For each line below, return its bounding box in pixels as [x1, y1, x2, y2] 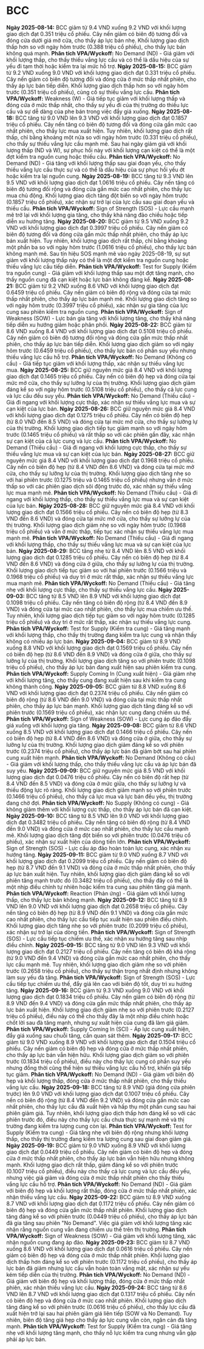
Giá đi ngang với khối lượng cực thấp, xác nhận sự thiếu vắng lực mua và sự [6, 398, 196, 406]
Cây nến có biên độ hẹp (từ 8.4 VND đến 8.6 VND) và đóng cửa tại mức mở [6, 463, 194, 470]
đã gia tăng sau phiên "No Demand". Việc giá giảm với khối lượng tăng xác [6, 1219, 192, 1226]
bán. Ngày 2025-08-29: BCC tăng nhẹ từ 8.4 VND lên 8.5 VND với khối [6, 547, 186, 554]
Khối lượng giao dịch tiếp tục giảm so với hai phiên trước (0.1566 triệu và [6, 566, 187, 574]
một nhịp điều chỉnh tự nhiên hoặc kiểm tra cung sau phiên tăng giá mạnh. [6, 883, 192, 890]
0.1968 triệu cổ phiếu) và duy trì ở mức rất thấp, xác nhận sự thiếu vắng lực [6, 573, 194, 580]
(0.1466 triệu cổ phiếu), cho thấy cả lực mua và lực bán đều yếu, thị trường [6, 792, 193, 800]
